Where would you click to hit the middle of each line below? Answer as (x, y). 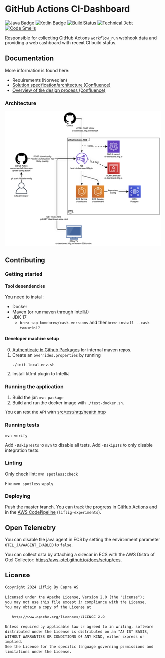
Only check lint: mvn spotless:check (41, 474)
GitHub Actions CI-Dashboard (68, 9)
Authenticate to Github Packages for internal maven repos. (72, 350)
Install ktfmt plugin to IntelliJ (41, 373)
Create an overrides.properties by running (57, 355)
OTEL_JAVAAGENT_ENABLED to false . (39, 545)
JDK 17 (19, 317)
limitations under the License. (38, 651)
